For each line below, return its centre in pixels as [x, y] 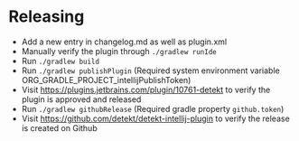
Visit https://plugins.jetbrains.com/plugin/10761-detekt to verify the [146, 89]
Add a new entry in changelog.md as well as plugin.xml [124, 42]
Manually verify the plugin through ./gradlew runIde [119, 51]
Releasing [47, 17]
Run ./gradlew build [61, 61]
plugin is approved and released [81, 99]
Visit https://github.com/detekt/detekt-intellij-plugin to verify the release [155, 118]
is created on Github [59, 127]
